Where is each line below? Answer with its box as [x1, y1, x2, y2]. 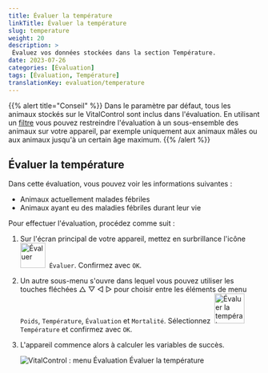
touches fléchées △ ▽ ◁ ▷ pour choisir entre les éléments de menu [19, 285, 247, 295]
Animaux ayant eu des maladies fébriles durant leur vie [19, 203, 202, 213]
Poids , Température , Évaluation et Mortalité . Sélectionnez [19, 316, 211, 326]
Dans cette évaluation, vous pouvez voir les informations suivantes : [8, 179, 233, 189]
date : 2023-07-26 [8, 57, 66, 65]
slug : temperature [8, 26, 70, 34]
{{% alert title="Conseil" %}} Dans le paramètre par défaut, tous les [8, 101, 231, 110]
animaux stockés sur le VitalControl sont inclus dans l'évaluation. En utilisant [8, 109, 260, 118]
